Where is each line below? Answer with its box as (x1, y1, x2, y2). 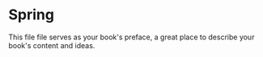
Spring (8, 6, 55, 24)
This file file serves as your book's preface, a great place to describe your (8, 32, 255, 42)
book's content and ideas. (8, 40, 95, 50)
